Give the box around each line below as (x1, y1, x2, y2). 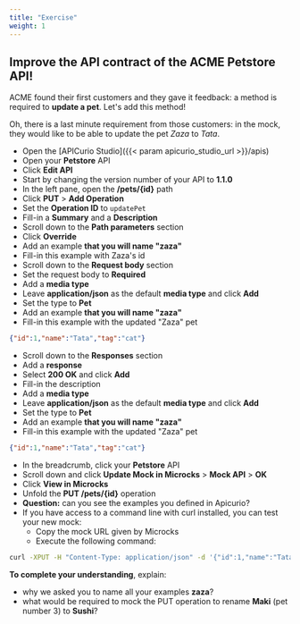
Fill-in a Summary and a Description (21, 212, 158, 223)
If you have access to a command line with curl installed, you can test (21, 507, 279, 519)
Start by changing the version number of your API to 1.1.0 (21, 174, 233, 185)
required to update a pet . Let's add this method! (9, 102, 186, 113)
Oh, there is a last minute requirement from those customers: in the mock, (9, 119, 281, 130)
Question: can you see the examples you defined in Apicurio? (21, 498, 250, 509)
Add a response (21, 359, 83, 371)
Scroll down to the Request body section (21, 260, 174, 271)
